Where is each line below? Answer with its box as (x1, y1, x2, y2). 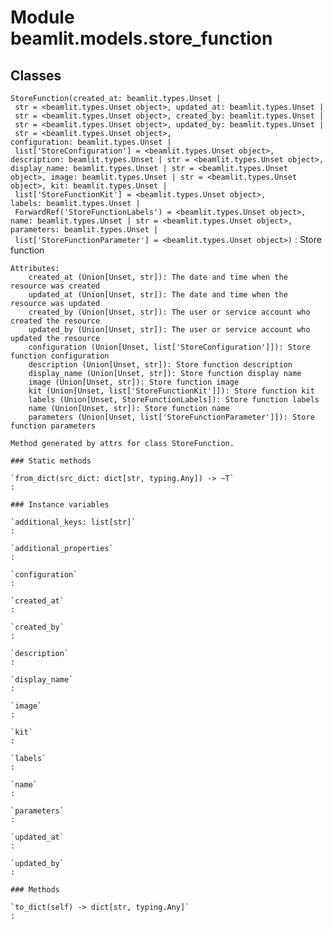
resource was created (10, 281, 101, 291)
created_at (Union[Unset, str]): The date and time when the (28, 272, 288, 282)
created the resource (10, 316, 101, 326)
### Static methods (10, 456, 92, 466)
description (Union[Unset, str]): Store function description (28, 360, 293, 370)
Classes (10, 67, 62, 84)
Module (10, 6, 75, 29)
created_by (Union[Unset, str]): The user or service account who (28, 307, 311, 317)
